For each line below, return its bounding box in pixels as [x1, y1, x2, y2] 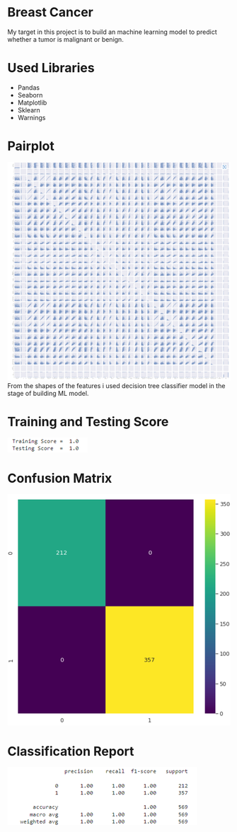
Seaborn [17, 90, 43, 99]
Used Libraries [7, 60, 95, 76]
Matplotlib [17, 98, 47, 107]
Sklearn [17, 105, 40, 114]
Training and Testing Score [7, 414, 169, 430]
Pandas [17, 83, 40, 92]
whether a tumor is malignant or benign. [7, 35, 124, 43]
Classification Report [7, 743, 134, 759]
